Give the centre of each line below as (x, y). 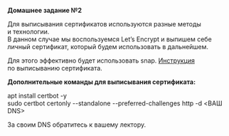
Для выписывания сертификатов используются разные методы (104, 24)
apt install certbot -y (37, 96)
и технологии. (28, 32)
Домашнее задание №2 (45, 10)
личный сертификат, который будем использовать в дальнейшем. (108, 47)
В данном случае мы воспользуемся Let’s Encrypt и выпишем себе (110, 39)
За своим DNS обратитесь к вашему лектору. (77, 125)
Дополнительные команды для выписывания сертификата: (102, 82)
